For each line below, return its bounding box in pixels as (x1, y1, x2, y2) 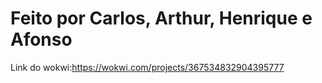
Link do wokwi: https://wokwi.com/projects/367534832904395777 (10, 61, 285, 73)
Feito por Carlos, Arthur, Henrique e (10, 7, 313, 30)
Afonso (10, 28, 73, 51)
